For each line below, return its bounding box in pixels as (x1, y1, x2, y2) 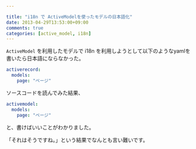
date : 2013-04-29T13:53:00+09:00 (6, 19, 89, 26)
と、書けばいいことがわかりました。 (6, 123, 95, 131)
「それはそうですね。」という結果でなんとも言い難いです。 (6, 136, 149, 143)
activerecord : (6, 66, 41, 73)
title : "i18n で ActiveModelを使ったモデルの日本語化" (6, 14, 133, 20)
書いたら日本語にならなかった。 (6, 55, 84, 62)
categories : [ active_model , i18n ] (6, 30, 92, 36)
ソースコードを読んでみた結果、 (6, 89, 84, 96)
